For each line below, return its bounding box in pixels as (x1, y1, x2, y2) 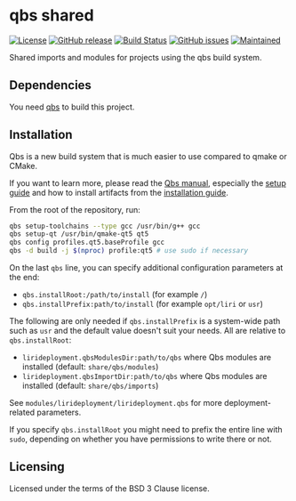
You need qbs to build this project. (9, 101, 135, 112)
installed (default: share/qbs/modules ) (21, 361, 159, 372)
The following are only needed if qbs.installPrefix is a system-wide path (9, 316, 281, 327)
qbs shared (9, 5, 95, 26)
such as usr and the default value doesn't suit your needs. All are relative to (9, 326, 286, 336)
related (9, 407, 36, 418)
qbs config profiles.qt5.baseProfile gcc (9, 238, 165, 247)
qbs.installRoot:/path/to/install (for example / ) (21, 289, 208, 300)
